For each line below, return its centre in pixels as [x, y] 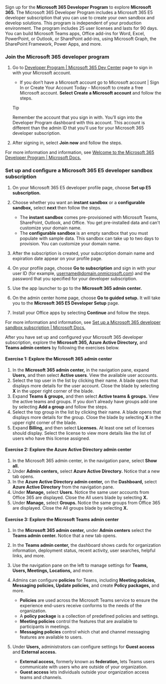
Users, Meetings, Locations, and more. [53, 571]
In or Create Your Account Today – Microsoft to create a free [82, 88]
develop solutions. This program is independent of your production [74, 23]
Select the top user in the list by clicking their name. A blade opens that [85, 380]
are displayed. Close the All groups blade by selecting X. [70, 508]
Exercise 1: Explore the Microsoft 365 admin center [59, 359]
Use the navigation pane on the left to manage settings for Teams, [80, 565]
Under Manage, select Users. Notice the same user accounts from [81, 492]
